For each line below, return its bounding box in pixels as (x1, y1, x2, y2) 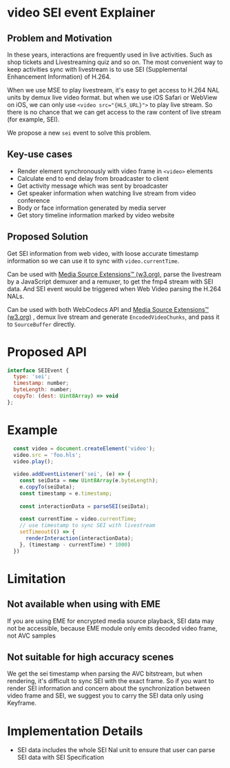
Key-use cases (7, 148, 73, 160)
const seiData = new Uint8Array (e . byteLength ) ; (19, 477, 158, 484)
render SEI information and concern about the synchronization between (7, 685, 211, 693)
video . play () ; (13, 457, 54, 465)
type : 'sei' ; (13, 373, 51, 380)
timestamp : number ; (13, 380, 70, 387)
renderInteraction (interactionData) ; (25, 535, 134, 542)
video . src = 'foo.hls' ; (13, 451, 81, 458)
